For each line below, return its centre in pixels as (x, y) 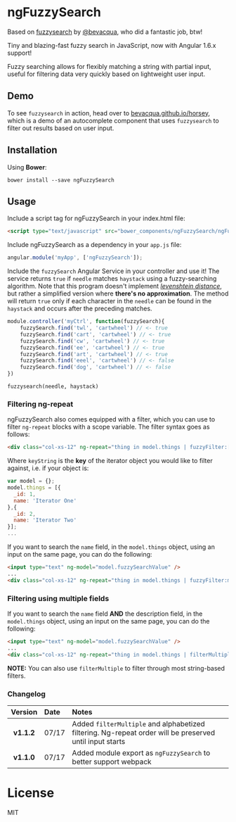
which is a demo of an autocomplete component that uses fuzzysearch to (113, 120)
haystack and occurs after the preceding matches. (80, 309)
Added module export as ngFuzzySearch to (141, 752)
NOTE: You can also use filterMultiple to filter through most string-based (116, 668)
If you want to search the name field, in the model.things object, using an (111, 547)
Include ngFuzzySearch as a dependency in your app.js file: (94, 245)
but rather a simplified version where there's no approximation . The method (118, 293)
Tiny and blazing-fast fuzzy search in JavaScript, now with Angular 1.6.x (112, 45)
